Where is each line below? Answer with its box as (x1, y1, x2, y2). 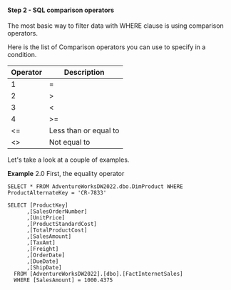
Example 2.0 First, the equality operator (7, 170, 125, 178)
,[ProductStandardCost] (26, 221, 98, 228)
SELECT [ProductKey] (7, 202, 69, 209)
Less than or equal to (48, 125, 120, 135)
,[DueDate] (26, 258, 59, 265)
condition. (7, 51, 37, 59)
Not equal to (48, 138, 91, 147)
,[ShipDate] (26, 264, 62, 271)
